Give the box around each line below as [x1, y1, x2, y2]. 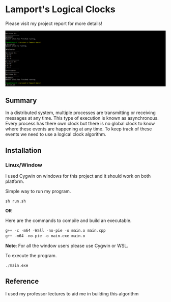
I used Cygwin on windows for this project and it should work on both [5, 173, 151, 179]
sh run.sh [5, 199, 26, 204]
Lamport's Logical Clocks [5, 4, 116, 15]
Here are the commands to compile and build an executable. [5, 217, 132, 224]
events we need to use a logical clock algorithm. [5, 131, 107, 138]
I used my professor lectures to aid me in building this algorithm [5, 290, 139, 296]
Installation [5, 146, 42, 155]
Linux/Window [5, 161, 42, 169]
